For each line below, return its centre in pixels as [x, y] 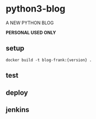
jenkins [17, 110]
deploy [17, 93]
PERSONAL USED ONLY [31, 32]
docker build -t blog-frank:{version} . [49, 60]
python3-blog [36, 9]
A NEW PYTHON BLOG [30, 23]
